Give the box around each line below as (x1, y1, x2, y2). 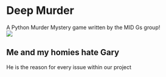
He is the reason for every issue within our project (6, 63, 132, 70)
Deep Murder (6, 4, 74, 18)
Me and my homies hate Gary (6, 47, 120, 58)
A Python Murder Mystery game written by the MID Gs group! (6, 24, 161, 31)
